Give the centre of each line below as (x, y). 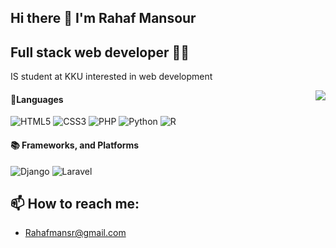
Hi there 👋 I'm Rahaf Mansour (103, 18)
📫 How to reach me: (75, 204)
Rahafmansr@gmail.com (75, 233)
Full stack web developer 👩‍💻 (100, 52)
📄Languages (37, 99)
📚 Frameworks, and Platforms (75, 145)
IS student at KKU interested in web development (111, 77)
